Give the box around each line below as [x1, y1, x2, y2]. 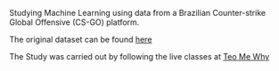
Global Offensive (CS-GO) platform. [9, 17, 140, 28]
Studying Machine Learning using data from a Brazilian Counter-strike [9, 8, 266, 18]
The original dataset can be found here [9, 35, 152, 44]
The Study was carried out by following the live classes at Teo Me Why [9, 51, 270, 61]
